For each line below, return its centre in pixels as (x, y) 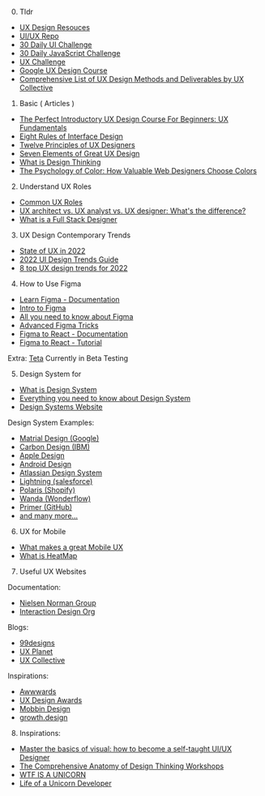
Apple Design (42, 456)
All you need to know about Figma (76, 317)
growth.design (43, 717)
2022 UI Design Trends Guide (69, 259)
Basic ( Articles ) (47, 103)
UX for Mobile (43, 531)
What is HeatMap (48, 556)
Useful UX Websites (53, 571)
